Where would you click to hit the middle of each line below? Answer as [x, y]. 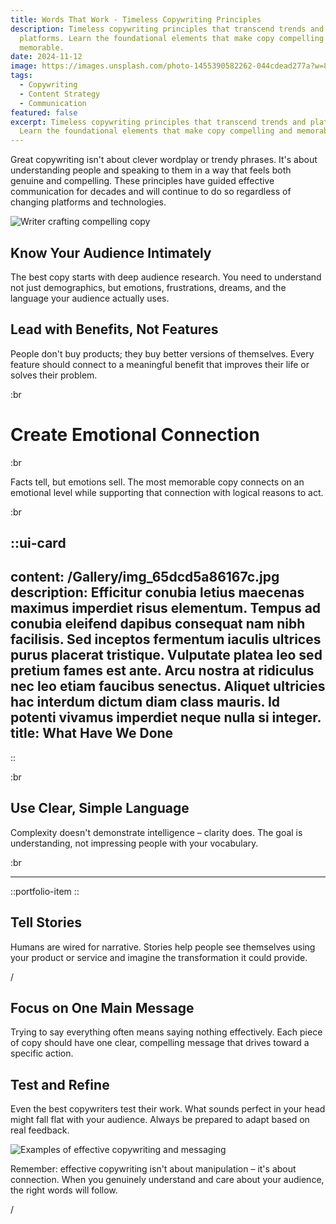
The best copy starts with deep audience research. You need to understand [166, 277]
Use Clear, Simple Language [100, 808]
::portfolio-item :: [45, 891]
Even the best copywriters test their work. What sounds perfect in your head [168, 1109]
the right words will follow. [64, 1190]
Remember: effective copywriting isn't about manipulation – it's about [153, 1169]
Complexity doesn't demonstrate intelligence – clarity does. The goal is [156, 832]
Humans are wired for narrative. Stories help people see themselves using [163, 947]
